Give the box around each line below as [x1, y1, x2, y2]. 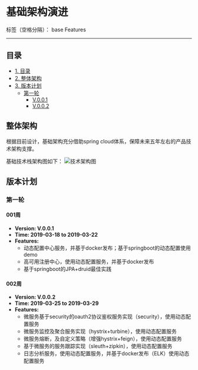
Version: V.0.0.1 [14, 225, 54, 232]
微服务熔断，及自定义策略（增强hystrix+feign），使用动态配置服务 [23, 335, 183, 342]
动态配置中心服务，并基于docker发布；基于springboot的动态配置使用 [23, 244, 191, 251]
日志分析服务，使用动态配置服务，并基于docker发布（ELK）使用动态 [23, 350, 190, 357]
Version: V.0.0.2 [14, 293, 56, 301]
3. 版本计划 [14, 82, 42, 89]
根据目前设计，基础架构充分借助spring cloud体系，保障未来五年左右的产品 [6, 137, 187, 145]
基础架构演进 [6, 5, 69, 19]
